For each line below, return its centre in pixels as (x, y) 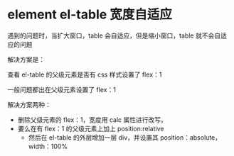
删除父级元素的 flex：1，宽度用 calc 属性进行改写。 (92, 119)
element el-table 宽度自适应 (90, 15)
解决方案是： (26, 59)
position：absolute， (191, 137)
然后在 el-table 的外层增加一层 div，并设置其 (93, 137)
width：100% (48, 146)
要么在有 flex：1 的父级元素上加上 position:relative (91, 128)
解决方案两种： (29, 104)
